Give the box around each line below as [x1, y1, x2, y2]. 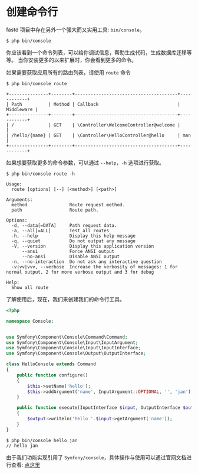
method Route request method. [11, 202, 126, 207]
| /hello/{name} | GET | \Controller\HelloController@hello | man [6, 132, 192, 138]
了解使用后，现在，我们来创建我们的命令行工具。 [6, 296, 125, 303]
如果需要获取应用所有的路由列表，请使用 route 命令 [6, 69, 131, 76]
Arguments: [6, 196, 33, 203]
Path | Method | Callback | [11, 101, 181, 107]
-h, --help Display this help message [11, 233, 136, 239]
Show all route [11, 284, 49, 290]
